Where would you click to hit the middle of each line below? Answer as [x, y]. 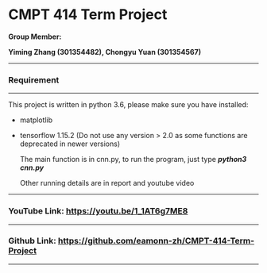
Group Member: [35, 37]
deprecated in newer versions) [70, 144]
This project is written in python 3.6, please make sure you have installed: [128, 105]
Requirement [34, 79]
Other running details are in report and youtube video [107, 183]
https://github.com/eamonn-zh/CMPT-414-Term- [157, 241]
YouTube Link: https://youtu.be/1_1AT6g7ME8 [98, 211]
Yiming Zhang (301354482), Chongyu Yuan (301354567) [104, 52]
